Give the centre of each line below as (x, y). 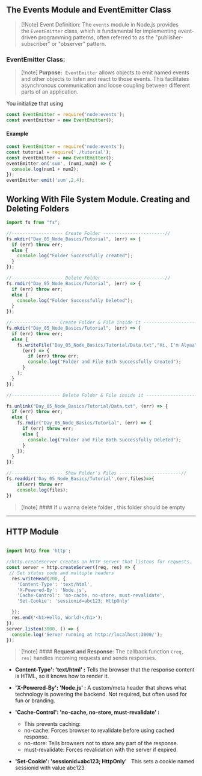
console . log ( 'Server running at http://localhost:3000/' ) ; (87, 634)
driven (29, 37)
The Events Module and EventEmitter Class (89, 10)
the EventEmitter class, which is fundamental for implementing (99, 31)
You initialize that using (35, 104)
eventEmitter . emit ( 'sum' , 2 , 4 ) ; (45, 181)
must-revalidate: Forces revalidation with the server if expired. (101, 750)
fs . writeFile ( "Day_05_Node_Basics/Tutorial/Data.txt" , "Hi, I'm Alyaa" (107, 345)
